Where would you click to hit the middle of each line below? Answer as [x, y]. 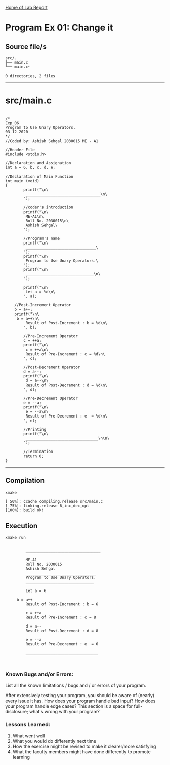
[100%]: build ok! [25, 510]
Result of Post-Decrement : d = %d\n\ [67, 385]
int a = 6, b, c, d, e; [30, 167]
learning [21, 757]
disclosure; [17, 711]
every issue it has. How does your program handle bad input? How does [80, 701]
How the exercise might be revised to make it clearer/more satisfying [84, 746]
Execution [22, 526]
